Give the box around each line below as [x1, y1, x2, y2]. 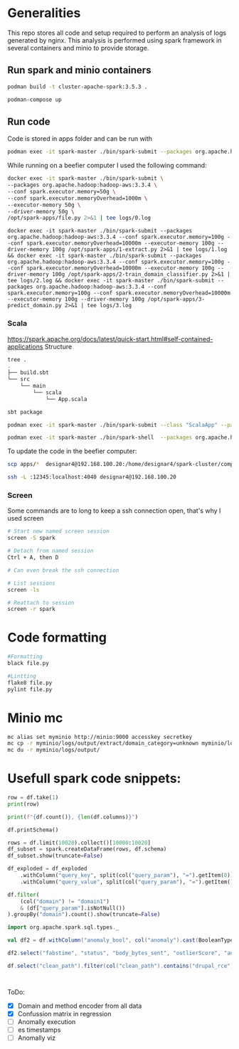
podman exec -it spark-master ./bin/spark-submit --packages [7, 148, 193, 156]
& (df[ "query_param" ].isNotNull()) [20, 905, 126, 912]
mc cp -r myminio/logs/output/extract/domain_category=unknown [7, 740, 199, 747]
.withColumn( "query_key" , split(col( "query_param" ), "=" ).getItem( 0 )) [20, 872, 234, 879]
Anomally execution [17, 1017, 76, 1026]
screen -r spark [7, 606, 55, 613]
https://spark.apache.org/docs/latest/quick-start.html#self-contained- [7, 334, 213, 343]
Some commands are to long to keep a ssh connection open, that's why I [7, 506, 221, 515]
